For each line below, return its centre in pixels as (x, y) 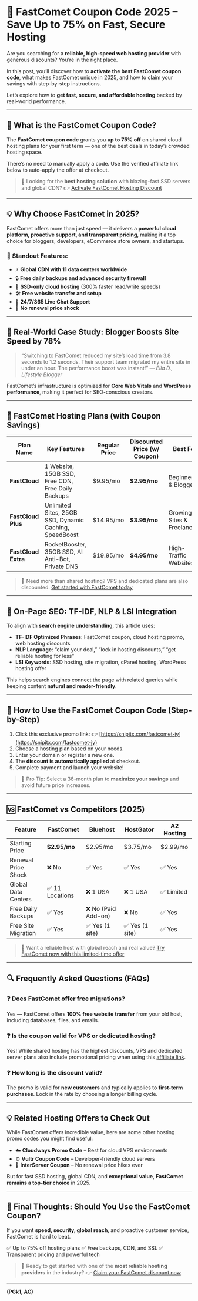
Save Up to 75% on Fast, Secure (86, 24)
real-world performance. (36, 101)
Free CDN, (59, 481)
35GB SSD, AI (63, 552)
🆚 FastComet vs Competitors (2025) (76, 809)
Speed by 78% (34, 341)
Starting (21, 843)
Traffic (177, 555)
